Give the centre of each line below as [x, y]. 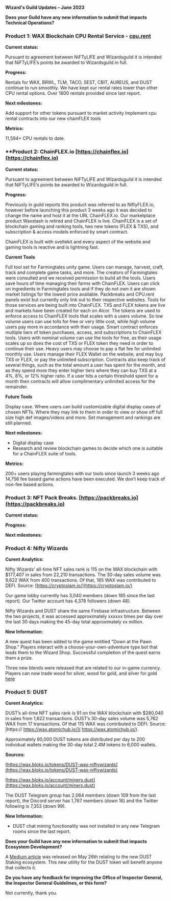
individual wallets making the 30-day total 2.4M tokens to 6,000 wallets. [81, 745]
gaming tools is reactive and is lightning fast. [52, 247]
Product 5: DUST [26, 692]
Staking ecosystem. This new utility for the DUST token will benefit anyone [84, 862]
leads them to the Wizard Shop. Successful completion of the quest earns [83, 653]
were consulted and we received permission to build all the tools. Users [80, 278]
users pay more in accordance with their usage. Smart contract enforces [82, 327]
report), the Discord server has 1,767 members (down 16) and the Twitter [82, 801]
